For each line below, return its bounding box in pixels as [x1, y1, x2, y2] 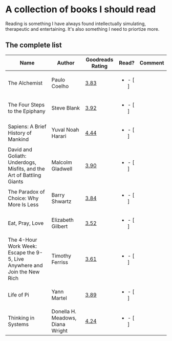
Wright [51, 327, 68, 334]
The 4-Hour [8, 236, 37, 243]
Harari [51, 132, 67, 139]
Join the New [8, 268, 40, 275]
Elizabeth [51, 216, 74, 223]
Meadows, [51, 314, 77, 321]
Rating [91, 62, 108, 70]
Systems [8, 321, 29, 328]
